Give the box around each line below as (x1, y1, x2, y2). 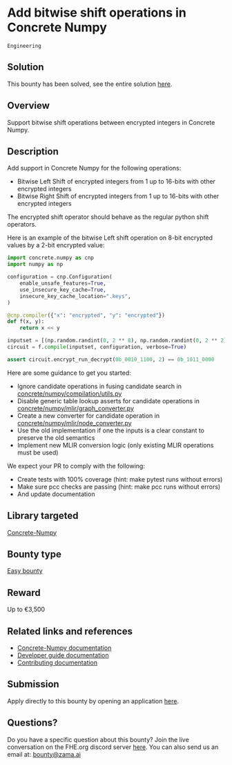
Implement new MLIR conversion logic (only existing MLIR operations (17, 441, 214, 449)
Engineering (7, 42, 41, 49)
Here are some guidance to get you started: (7, 369, 131, 377)
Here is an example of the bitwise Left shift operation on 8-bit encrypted (7, 234, 213, 242)
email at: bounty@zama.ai (7, 750, 81, 758)
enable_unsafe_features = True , (19, 280, 107, 287)
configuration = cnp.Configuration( (7, 274, 113, 281)
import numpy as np (7, 261, 64, 268)
